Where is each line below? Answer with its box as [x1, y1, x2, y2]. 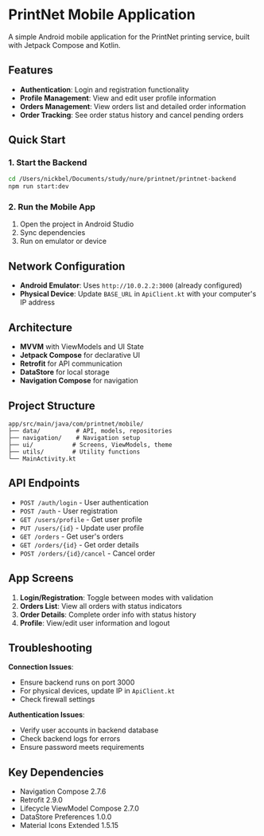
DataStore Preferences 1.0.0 [19, 812, 112, 822]
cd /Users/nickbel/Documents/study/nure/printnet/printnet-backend [8, 175, 237, 183]
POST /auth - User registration [19, 506, 118, 516]
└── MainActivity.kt [8, 454, 77, 463]
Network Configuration [8, 259, 126, 273]
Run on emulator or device [19, 237, 107, 246]
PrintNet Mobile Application [8, 6, 196, 24]
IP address [19, 297, 56, 308]
